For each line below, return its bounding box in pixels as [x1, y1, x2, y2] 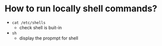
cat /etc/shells [11, 20, 46, 25]
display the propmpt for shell [19, 35, 79, 41]
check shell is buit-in [19, 24, 62, 30]
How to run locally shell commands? [4, 3, 158, 14]
